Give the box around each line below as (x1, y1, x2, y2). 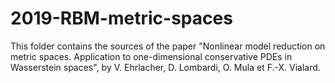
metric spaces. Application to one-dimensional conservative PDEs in (10, 50, 293, 62)
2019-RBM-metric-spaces (10, 7, 233, 30)
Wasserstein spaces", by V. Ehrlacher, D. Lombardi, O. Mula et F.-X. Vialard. (10, 61, 321, 73)
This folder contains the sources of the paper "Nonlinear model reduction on (10, 40, 326, 52)
